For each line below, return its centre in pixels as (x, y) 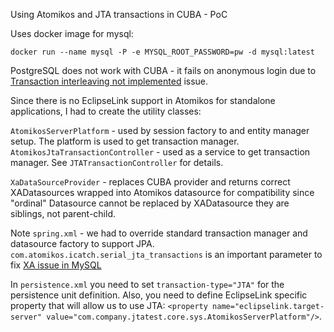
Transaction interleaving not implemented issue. (109, 81)
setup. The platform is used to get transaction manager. (125, 141)
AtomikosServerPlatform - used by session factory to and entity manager (160, 130)
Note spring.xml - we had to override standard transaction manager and (159, 233)
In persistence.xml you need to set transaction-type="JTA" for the (147, 284)
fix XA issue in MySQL (56, 265)
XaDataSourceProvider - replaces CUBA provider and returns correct (150, 182)
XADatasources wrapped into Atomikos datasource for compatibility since (162, 192)
